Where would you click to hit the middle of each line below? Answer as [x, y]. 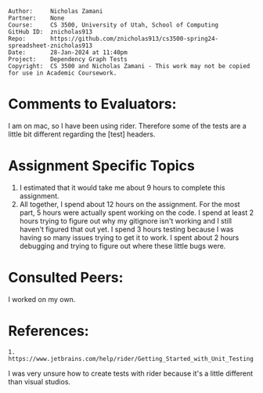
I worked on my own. [42, 299]
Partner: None [36, 18]
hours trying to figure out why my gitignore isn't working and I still [126, 220]
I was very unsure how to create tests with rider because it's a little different [131, 373]
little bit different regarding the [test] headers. [82, 134]
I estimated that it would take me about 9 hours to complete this [122, 187]
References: [49, 331]
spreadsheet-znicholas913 [50, 45]
